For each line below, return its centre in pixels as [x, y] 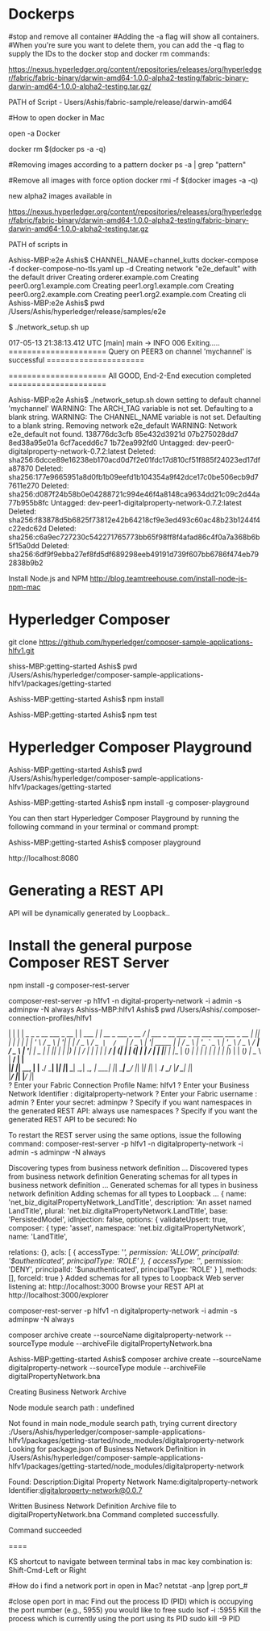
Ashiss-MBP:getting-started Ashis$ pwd [75, 769]
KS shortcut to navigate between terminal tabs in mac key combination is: [130, 1561]
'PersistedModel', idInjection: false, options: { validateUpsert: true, [118, 1219]
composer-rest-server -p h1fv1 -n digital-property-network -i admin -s [125, 1000]
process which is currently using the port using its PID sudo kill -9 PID [124, 1618]
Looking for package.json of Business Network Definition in [107, 1449]
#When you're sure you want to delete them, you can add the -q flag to [126, 44]
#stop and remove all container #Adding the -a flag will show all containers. [134, 36]
